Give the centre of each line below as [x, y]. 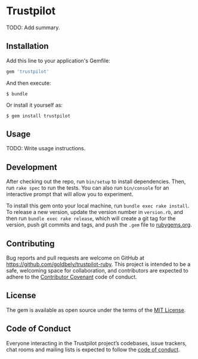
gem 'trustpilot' [28, 72]
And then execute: [29, 83]
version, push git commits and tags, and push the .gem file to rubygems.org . [99, 225]
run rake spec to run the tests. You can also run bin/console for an [88, 188]
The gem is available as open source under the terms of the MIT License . [96, 310]
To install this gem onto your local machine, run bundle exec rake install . [98, 206]
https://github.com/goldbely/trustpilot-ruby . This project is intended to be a [98, 264]
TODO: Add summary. [33, 27]
